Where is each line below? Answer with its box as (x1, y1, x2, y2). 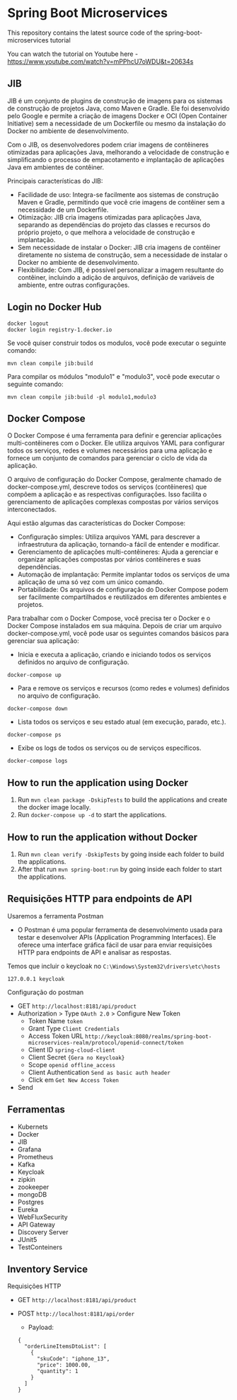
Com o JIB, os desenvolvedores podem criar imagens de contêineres (7, 140, 209, 149)
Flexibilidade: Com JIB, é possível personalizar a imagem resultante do (17, 266, 224, 274)
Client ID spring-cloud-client (28, 1045, 115, 1054)
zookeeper (17, 1183, 50, 1191)
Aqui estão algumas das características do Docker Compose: (7, 519, 186, 528)
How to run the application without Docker (7, 831, 198, 843)
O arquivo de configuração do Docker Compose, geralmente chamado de (7, 475, 221, 484)
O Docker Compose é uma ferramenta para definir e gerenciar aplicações (7, 431, 222, 440)
